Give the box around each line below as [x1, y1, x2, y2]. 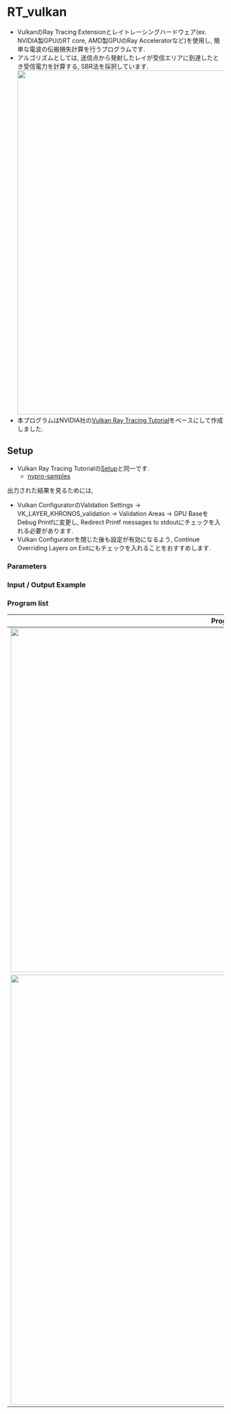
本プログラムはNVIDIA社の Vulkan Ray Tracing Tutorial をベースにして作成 [16, 416, 223, 424]
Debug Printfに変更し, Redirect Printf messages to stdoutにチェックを [16, 517, 215, 526]
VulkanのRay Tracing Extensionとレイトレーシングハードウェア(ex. [16, 28, 207, 36]
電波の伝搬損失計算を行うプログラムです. [29, 45, 146, 53]
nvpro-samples [27, 472, 71, 480]
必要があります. [29, 526, 74, 535]
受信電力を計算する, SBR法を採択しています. [23, 62, 149, 70]
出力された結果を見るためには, [7, 486, 94, 494]
